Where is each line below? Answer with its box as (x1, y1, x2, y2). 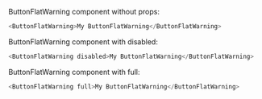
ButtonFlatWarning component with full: (8, 67, 140, 76)
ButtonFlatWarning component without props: (8, 7, 160, 16)
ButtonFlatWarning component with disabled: (8, 36, 159, 47)
